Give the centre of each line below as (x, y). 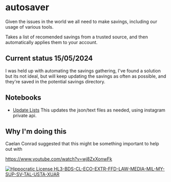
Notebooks (23, 98)
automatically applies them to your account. (51, 42)
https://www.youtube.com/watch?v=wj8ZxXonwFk (59, 159)
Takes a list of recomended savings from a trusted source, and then (77, 37)
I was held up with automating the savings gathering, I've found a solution (83, 71)
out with (14, 149)
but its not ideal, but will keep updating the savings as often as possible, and (86, 76)
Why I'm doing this (36, 131)
